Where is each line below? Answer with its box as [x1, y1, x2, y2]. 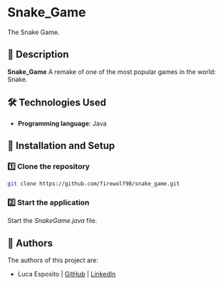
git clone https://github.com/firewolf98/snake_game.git [7, 180, 180, 187]
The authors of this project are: [7, 256, 98, 264]
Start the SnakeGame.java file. [7, 217, 98, 225]
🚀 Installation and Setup [7, 140, 115, 152]
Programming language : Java [17, 119, 107, 128]
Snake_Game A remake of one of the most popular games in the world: [7, 67, 216, 76]
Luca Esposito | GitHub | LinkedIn [17, 270, 116, 279]
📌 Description [7, 48, 69, 61]
